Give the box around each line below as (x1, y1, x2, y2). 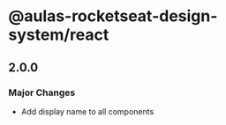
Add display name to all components (20, 106, 154, 116)
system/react (8, 25, 109, 45)
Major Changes (8, 86, 76, 99)
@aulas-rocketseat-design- (8, 6, 218, 26)
